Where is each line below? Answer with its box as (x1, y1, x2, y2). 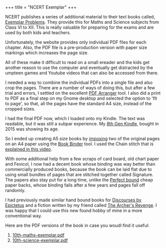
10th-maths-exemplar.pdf (12, 232, 64, 238)
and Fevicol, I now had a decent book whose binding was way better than (5, 161, 156, 167)
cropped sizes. (5, 106, 36, 112)
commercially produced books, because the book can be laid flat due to (5, 166, 152, 172)
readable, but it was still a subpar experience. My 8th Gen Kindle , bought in (5, 121, 159, 126)
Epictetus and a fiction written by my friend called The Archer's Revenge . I (5, 202, 157, 208)
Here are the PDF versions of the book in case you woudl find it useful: (5, 223, 150, 228)
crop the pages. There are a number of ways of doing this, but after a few (5, 85, 155, 91)
